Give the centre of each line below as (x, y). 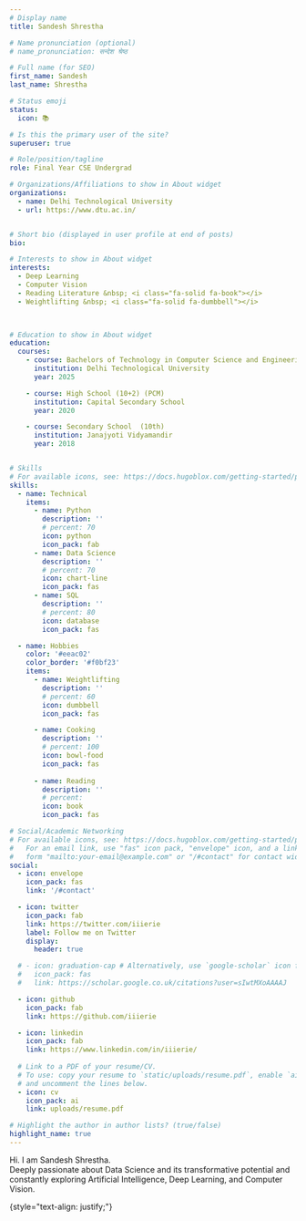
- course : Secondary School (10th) (96, 427)
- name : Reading (64, 781)
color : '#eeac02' (59, 654)
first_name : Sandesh (49, 77)
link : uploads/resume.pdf (75, 1109)
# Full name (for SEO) (52, 68)
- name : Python (62, 511)
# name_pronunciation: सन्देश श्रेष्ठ (68, 51)
